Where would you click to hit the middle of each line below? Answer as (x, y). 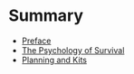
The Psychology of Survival (73, 50)
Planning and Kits (54, 60)
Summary (46, 16)
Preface (36, 41)
